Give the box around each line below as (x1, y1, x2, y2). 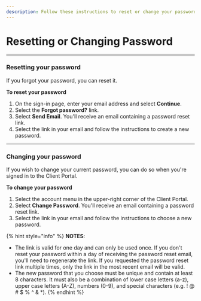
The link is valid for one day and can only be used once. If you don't (14, 244, 182, 251)
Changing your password (6, 152, 82, 160)
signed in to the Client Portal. (6, 172, 78, 180)
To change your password (6, 184, 73, 191)
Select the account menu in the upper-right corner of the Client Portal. (14, 196, 188, 203)
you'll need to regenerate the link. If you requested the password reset (14, 257, 189, 264)
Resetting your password (6, 63, 81, 72)
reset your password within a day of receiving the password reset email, (14, 251, 193, 258)
